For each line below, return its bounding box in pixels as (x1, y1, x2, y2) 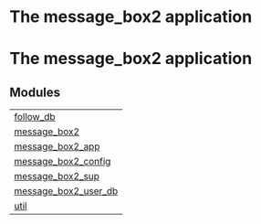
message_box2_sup (14, 170, 100, 183)
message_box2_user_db (14, 185, 119, 197)
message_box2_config (14, 155, 111, 168)
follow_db (14, 111, 57, 123)
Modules (9, 84, 61, 100)
